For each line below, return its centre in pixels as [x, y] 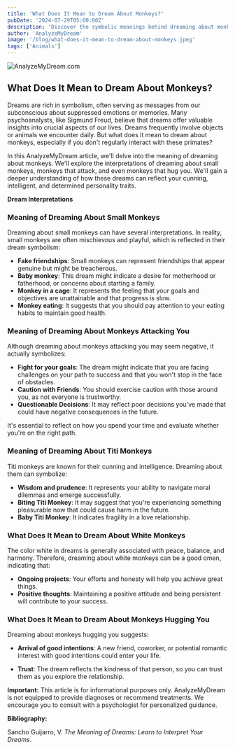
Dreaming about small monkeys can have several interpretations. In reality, [115, 232]
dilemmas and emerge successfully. [69, 495]
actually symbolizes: [37, 353]
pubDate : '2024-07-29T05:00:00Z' [56, 20]
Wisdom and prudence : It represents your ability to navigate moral [114, 487]
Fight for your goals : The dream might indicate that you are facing [113, 367]
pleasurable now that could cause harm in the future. [94, 510]
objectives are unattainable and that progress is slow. [94, 298]
